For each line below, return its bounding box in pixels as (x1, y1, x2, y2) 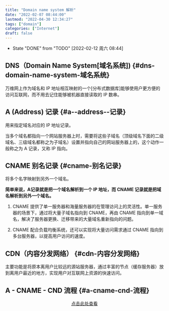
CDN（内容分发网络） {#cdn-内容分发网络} (5, 249, 140, 258)
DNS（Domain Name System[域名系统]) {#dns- (5, 61, 155, 70)
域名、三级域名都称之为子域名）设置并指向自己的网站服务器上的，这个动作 (5, 139, 159, 145)
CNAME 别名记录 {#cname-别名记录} (5, 162, 122, 170)
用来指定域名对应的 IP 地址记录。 (5, 122, 74, 128)
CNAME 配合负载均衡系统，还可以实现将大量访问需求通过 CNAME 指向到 (12, 227, 163, 233)
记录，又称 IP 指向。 (28, 145, 70, 151)
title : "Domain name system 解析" (5, 7, 76, 13)
